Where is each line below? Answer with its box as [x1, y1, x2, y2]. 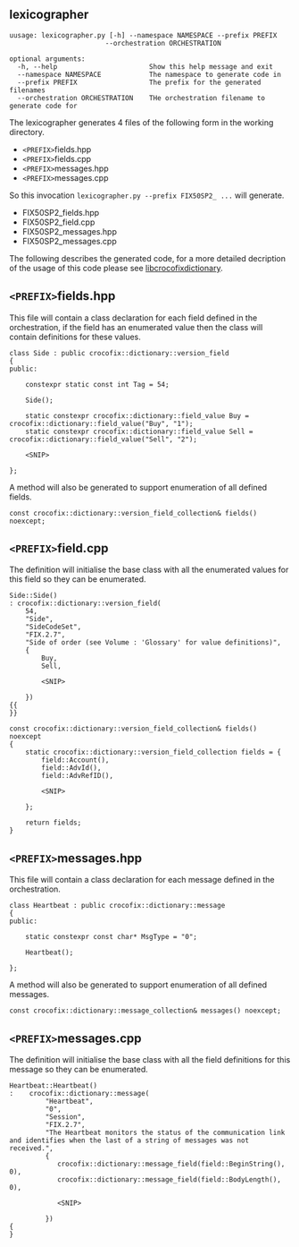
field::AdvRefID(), [41, 772, 114, 781]
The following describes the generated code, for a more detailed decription [9, 252, 287, 263]
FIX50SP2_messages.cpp [21, 235, 118, 246]
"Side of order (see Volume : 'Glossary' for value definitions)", [25, 638, 281, 647]
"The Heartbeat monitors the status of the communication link [45, 1128, 286, 1138]
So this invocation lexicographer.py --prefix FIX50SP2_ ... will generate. [9, 190, 285, 201]
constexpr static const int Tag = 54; [25, 380, 170, 389]
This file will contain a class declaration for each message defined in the [9, 875, 275, 885]
